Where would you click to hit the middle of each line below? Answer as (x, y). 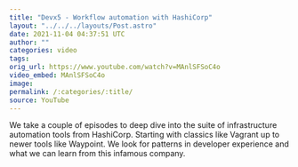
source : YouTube (39, 100)
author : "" (29, 42)
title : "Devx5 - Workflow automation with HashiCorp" (111, 17)
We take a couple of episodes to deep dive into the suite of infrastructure (143, 125)
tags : (19, 59)
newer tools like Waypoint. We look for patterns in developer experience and (149, 144)
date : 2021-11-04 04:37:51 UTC (67, 34)
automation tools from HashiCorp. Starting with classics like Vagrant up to (145, 135)
